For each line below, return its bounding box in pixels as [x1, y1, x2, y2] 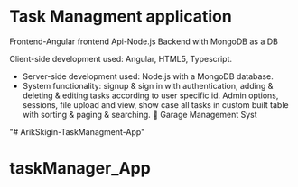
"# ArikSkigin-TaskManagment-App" [9, 126, 145, 137]
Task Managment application [9, 6, 232, 27]
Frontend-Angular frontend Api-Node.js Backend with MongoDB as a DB [9, 36, 278, 47]
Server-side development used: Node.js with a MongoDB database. [22, 70, 274, 82]
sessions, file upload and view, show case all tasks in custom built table [22, 99, 289, 110]
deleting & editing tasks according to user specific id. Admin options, [22, 90, 279, 101]
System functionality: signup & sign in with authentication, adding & [22, 80, 274, 91]
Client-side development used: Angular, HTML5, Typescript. [9, 53, 233, 64]
